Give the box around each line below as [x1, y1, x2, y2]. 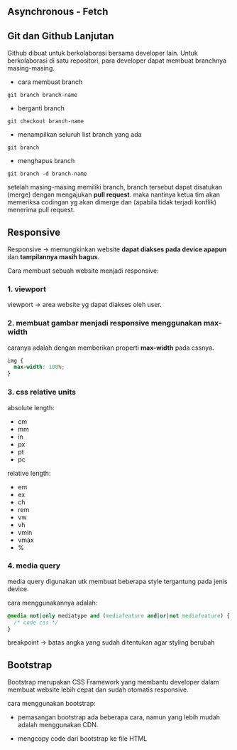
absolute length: [7, 403, 55, 412]
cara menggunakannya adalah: [7, 598, 98, 607]
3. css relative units [7, 387, 77, 397]
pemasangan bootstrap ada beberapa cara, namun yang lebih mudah [17, 713, 221, 722]
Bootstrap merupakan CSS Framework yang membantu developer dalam [7, 678, 219, 687]
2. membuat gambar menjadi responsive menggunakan [7, 318, 202, 328]
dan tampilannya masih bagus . [7, 253, 100, 261]
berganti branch [17, 104, 65, 113]
